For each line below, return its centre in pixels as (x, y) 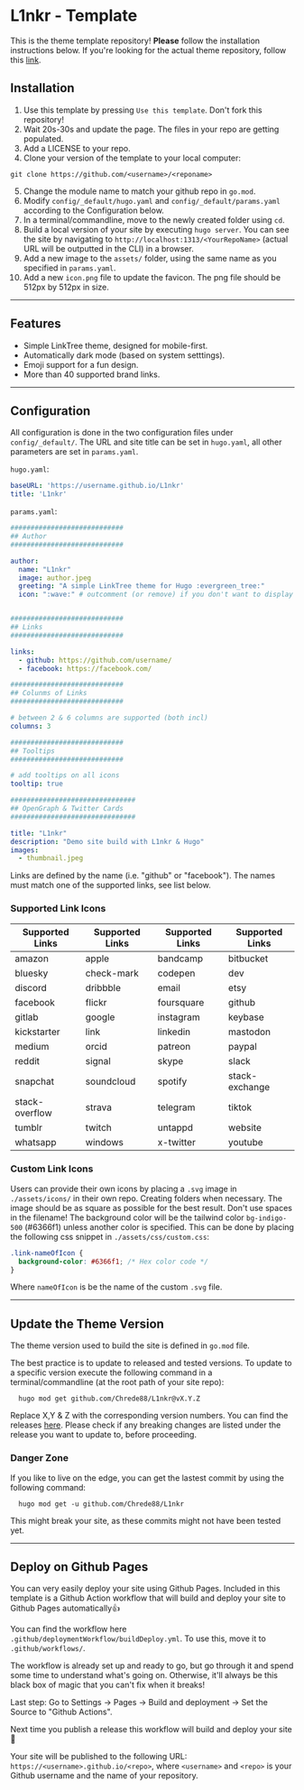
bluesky (32, 973)
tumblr (29, 1127)
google (100, 1017)
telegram (176, 1107)
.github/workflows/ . (48, 1648)
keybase (246, 1017)
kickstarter (38, 1032)
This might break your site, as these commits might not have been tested (146, 1520)
